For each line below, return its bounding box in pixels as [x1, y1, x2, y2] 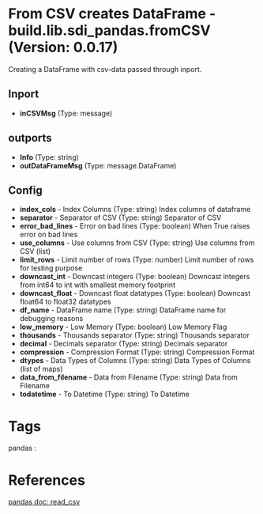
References [8, 471, 85, 489]
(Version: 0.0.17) [8, 39, 118, 56]
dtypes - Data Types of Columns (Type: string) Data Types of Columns [19, 356, 251, 365]
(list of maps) [19, 365, 63, 374]
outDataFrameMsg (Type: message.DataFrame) [19, 161, 177, 170]
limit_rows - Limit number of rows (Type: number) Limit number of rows [19, 255, 254, 265]
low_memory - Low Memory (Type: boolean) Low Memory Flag [19, 322, 227, 332]
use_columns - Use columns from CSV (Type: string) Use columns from [19, 238, 255, 248]
